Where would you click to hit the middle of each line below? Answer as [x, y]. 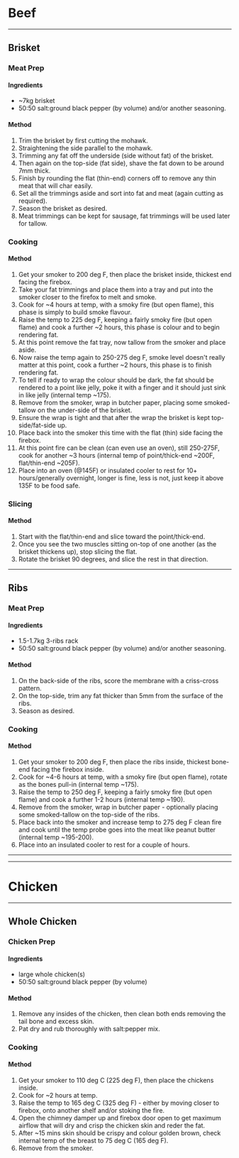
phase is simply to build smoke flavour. [75, 312]
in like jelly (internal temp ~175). [65, 395]
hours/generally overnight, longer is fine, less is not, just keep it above [121, 478]
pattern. [30, 688]
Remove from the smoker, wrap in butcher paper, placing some [110, 402]
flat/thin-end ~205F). [49, 463]
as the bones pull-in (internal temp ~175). [78, 784]
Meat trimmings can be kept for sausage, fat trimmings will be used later [124, 216]
